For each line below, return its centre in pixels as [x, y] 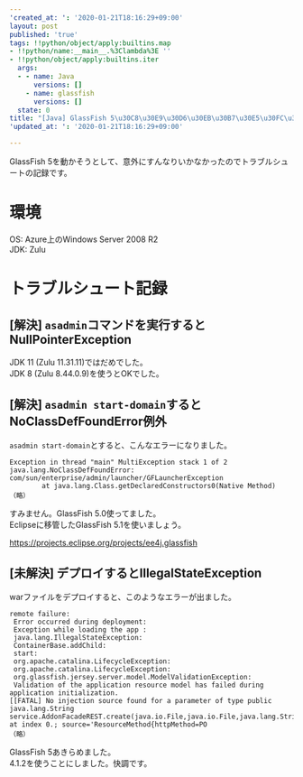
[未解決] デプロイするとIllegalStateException [136, 573]
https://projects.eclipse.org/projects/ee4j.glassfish [104, 542]
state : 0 [34, 110]
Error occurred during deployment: [80, 622]
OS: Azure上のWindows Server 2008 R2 [84, 239]
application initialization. [64, 693]
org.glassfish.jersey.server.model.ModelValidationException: [133, 677]
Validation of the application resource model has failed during [138, 685]
